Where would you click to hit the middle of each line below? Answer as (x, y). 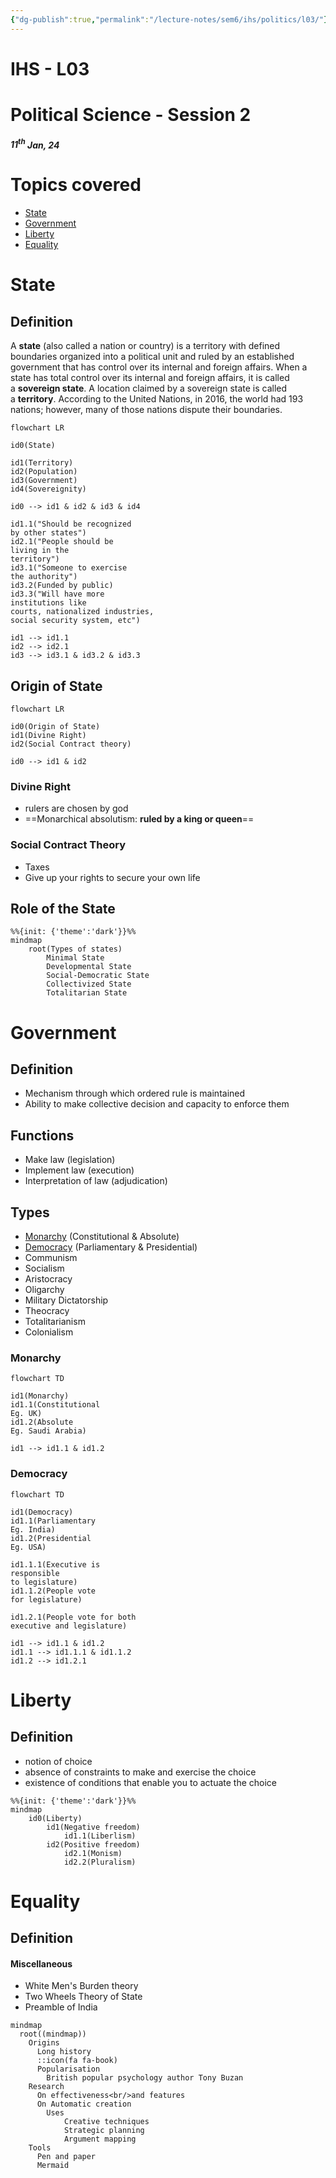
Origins (44, 2043)
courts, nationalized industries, (82, 612)
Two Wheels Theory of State (83, 1997)
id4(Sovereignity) (48, 489)
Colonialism (49, 1332)
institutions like (48, 603)
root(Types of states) (75, 949)
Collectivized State (89, 984)
